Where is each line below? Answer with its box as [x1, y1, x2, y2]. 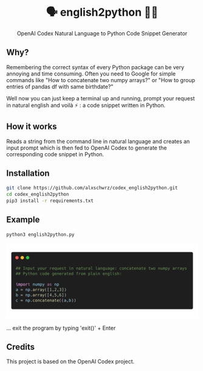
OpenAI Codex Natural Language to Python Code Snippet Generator [16, 29, 188, 37]
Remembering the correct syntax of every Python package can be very [6, 63, 184, 71]
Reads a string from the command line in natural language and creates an [6, 137, 190, 145]
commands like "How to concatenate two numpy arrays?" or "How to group [6, 76, 196, 83]
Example [6, 215, 40, 225]
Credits [6, 342, 35, 352]
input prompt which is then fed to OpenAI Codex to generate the [6, 144, 167, 151]
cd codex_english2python [6, 192, 69, 198]
